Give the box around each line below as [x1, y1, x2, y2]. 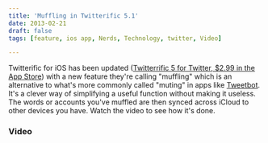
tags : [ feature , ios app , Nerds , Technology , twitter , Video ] [8, 34, 222, 43]
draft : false [8, 27, 52, 35]
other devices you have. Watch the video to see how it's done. [8, 106, 216, 116]
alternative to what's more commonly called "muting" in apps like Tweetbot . [8, 80, 261, 90]
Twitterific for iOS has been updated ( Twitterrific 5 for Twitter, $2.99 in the [8, 63, 256, 73]
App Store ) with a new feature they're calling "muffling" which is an [8, 71, 232, 81]
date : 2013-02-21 [8, 19, 67, 27]
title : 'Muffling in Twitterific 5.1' [8, 11, 139, 20]
